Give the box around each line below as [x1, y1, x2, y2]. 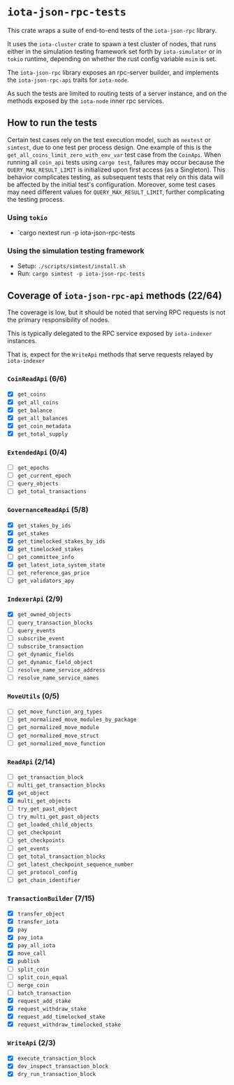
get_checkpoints [17, 837, 65, 844]
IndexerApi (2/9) [7, 594, 64, 604]
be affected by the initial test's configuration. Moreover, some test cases [7, 180, 216, 188]
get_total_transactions [17, 488, 87, 495]
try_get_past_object [17, 806, 78, 813]
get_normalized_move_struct [17, 732, 99, 739]
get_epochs [17, 464, 50, 471]
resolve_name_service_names [17, 675, 99, 682]
